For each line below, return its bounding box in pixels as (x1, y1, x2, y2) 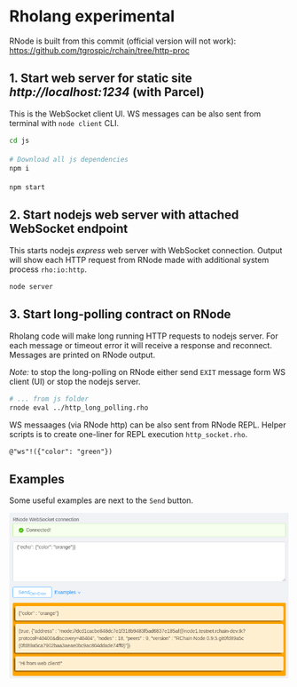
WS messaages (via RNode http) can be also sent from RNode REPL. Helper (9, 419, 286, 430)
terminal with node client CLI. (9, 117, 120, 128)
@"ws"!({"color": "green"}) (9, 447, 113, 457)
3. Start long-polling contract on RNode (9, 307, 231, 322)
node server (9, 282, 53, 291)
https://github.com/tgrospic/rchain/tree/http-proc (9, 44, 191, 55)
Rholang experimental (9, 6, 176, 27)
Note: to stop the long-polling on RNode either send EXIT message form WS (9, 366, 286, 377)
